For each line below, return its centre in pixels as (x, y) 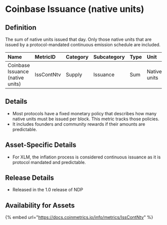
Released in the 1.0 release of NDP (48, 190)
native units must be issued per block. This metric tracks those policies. (86, 119)
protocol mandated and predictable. (49, 162)
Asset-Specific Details (41, 145)
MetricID (45, 57)
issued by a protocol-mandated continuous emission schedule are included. (83, 45)
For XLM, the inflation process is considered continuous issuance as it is (86, 157)
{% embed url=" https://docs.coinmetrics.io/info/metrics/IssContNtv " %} (79, 218)
